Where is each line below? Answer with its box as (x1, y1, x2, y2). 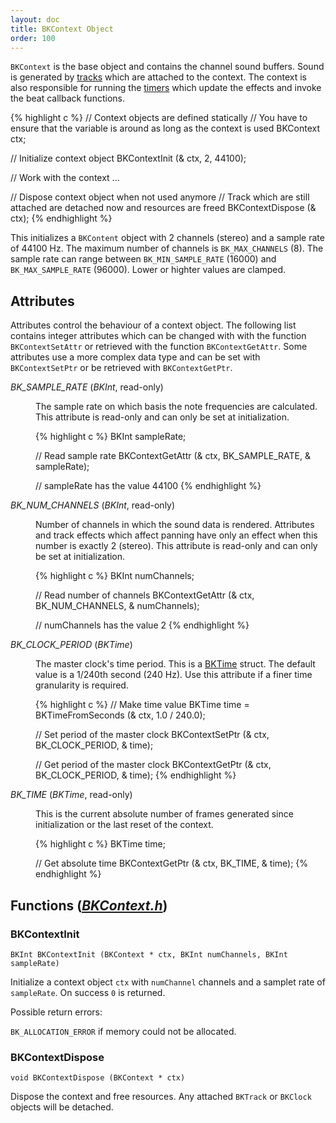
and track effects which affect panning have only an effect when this (35, 529, 318, 541)
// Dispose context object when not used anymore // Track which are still (10, 191, 310, 203)
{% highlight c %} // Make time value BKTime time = (35, 699, 250, 711)
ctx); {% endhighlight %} (10, 212, 113, 225)
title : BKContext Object (10, 24, 114, 34)
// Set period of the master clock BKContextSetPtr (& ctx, (35, 729, 270, 741)
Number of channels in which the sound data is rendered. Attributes (35, 519, 315, 531)
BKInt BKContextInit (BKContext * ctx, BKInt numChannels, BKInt (10, 949, 288, 960)
